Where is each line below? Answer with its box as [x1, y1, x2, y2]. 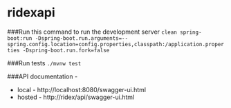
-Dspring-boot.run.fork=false [22, 47, 110, 54]
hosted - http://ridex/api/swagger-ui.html [17, 93, 135, 101]
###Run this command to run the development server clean [7, 28, 178, 36]
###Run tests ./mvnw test [7, 58, 82, 67]
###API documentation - [7, 72, 78, 80]
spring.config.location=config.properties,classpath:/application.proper [7, 41, 225, 47]
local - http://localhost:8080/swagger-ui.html [17, 85, 147, 94]
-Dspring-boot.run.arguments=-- [35, 34, 129, 42]
